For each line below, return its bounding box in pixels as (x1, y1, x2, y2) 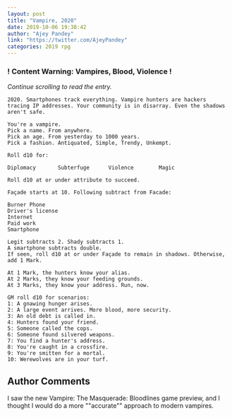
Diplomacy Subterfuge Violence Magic (7, 164, 175, 172)
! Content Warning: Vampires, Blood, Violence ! (7, 66, 172, 76)
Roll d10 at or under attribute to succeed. (7, 177, 140, 184)
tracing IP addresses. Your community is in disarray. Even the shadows (7, 102, 226, 110)
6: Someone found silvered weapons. (7, 331, 115, 339)
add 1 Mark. (7, 257, 42, 264)
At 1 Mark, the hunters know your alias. (7, 269, 131, 276)
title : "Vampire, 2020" (7, 17, 78, 24)
